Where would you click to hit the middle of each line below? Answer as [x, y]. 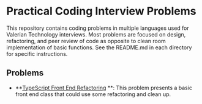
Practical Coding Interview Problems [101, 11]
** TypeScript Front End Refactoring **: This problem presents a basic [104, 88]
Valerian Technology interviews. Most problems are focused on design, [96, 34]
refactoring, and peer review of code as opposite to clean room [86, 41]
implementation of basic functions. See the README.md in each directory [99, 47]
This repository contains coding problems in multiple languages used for [98, 28]
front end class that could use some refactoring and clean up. [93, 94]
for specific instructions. [37, 54]
